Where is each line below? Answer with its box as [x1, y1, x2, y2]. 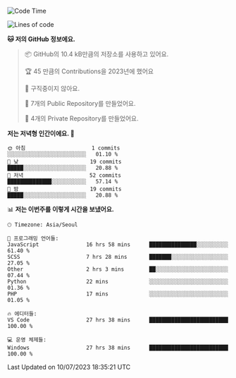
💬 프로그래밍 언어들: [7, 235, 59, 242]
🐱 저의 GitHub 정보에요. [7, 35, 75, 43]
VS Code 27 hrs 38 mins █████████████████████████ [7, 317, 229, 324]
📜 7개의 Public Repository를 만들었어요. [24, 99, 136, 107]
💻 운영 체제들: [7, 336, 47, 343]
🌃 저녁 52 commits [7, 172, 122, 179]
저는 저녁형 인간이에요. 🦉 [7, 129, 75, 138]
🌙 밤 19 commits [7, 185, 122, 193]
